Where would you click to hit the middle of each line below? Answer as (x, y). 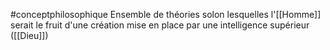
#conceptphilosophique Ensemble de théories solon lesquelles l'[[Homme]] (166, 14)
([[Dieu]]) (29, 35)
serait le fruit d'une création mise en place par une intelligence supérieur (160, 25)
